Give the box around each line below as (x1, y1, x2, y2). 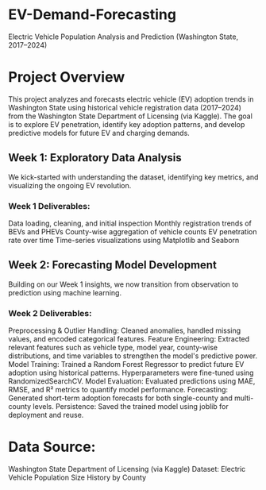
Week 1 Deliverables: (8, 200, 91, 211)
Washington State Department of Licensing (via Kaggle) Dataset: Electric (8, 465, 246, 474)
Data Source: (8, 438, 96, 456)
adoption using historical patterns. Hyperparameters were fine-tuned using (8, 368, 254, 378)
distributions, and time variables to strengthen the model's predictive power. (8, 351, 258, 361)
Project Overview (8, 68, 125, 87)
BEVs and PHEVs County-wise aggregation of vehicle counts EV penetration (8, 226, 257, 236)
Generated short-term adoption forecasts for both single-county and (8, 393, 233, 403)
